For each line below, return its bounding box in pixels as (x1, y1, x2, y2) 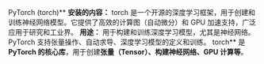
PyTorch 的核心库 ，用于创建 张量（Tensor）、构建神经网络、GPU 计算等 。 (8, 47, 248, 56)
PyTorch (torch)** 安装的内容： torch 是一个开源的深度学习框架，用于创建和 (8, 8, 256, 17)
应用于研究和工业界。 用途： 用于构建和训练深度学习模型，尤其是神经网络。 (8, 28, 255, 36)
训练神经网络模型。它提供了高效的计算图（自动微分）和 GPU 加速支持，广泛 (8, 17, 256, 27)
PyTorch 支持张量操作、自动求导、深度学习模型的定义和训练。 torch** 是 (8, 37, 246, 47)
